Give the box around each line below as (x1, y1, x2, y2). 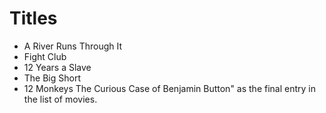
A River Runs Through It (23, 40, 123, 52)
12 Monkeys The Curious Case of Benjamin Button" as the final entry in (23, 82, 316, 94)
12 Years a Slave (23, 61, 92, 73)
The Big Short (23, 72, 82, 84)
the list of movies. (23, 93, 98, 105)
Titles (9, 7, 58, 30)
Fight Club (23, 50, 67, 62)
